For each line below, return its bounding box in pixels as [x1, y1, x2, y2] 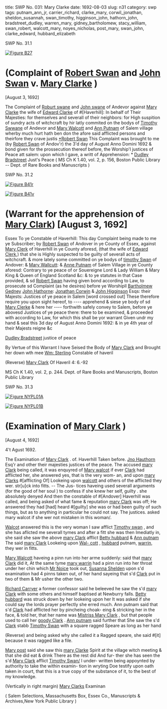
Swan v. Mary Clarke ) [5, 78, 98, 89]
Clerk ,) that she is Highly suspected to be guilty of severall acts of [5, 251, 141, 257]
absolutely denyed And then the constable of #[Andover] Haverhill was [5, 493, 151, 499]
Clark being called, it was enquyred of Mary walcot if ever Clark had [5, 467, 145, 473]
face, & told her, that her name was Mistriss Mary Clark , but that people [5, 612, 153, 618]
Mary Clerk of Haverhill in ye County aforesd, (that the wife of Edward [5, 246, 148, 252]
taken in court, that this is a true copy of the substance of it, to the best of [5, 668, 157, 674]
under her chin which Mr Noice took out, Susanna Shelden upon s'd [5, 565, 144, 571]
